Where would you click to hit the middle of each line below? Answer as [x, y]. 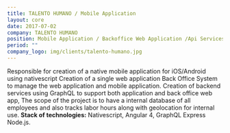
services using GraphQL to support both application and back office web [110, 93]
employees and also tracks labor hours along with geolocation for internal [111, 108]
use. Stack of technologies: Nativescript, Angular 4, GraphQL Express [106, 114]
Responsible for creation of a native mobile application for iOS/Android [107, 71]
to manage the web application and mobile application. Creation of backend [114, 86]
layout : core [26, 20]
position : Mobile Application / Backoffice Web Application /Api [102, 39]
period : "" [23, 45]
